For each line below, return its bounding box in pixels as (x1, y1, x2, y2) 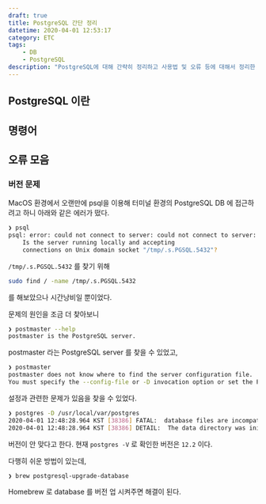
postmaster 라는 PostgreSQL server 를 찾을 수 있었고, (8, 347, 178, 357)
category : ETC (8, 33, 55, 42)
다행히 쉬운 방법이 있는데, (8, 456, 87, 465)
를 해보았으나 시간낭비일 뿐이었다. (8, 292, 112, 301)
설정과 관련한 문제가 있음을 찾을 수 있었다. (8, 393, 137, 403)
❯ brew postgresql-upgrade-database (8, 472, 129, 479)
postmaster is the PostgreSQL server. (8, 332, 136, 340)
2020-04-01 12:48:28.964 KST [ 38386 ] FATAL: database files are (8, 416, 228, 424)
